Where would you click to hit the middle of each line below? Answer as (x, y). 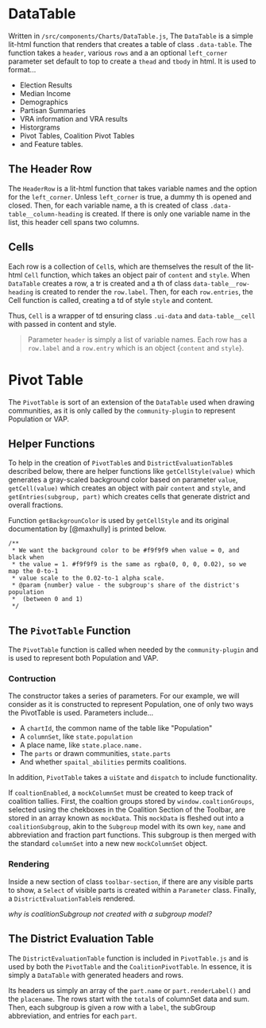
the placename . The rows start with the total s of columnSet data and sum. (129, 999)
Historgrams (40, 127)
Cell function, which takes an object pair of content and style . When (137, 274)
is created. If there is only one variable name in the (168, 213)
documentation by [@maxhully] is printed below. (87, 529)
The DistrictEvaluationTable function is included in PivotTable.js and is (128, 958)
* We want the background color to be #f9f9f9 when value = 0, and (125, 551)
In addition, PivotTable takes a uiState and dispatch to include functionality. (133, 778)
